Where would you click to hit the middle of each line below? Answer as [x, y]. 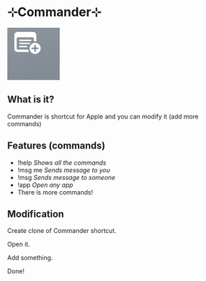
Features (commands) [57, 146]
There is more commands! [55, 192]
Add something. [30, 258]
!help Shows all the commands [62, 162]
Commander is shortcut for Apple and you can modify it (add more [103, 116]
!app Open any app [45, 185]
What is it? [31, 99]
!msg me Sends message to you [64, 170]
